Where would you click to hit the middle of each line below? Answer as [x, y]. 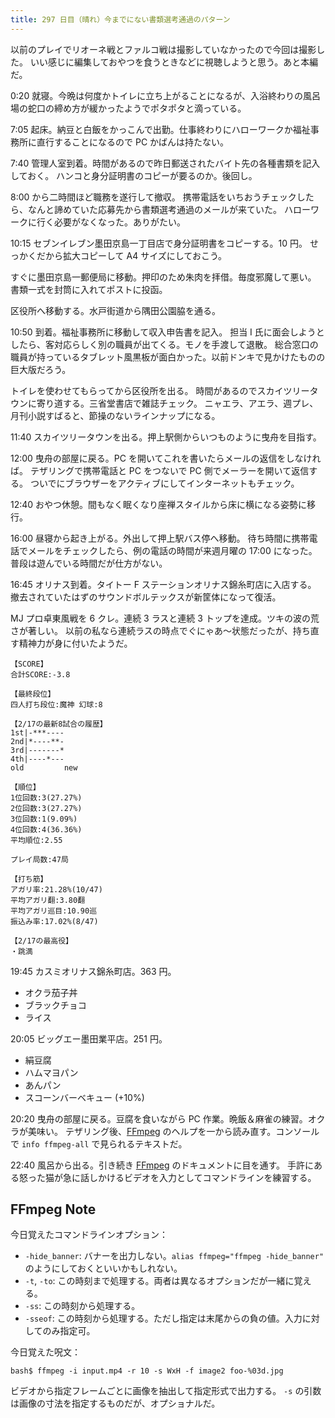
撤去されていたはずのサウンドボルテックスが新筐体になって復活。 [146, 597]
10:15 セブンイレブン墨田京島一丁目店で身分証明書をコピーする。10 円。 [159, 243]
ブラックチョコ [55, 1005]
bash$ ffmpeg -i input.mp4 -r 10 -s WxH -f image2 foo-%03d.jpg [147, 1371]
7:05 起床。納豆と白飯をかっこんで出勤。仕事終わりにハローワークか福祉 [160, 129]
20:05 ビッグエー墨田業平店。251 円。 [89, 1038]
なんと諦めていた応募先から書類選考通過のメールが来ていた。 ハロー [169, 209]
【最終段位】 [33, 694]
